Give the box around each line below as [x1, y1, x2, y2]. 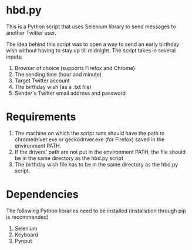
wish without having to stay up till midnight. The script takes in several [6, 46, 176, 54]
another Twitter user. [6, 29, 57, 36]
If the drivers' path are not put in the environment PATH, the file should [14, 148, 186, 155]
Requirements [6, 110, 76, 124]
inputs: [6, 53, 23, 60]
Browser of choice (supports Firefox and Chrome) [14, 64, 135, 71]
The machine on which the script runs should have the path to [14, 129, 165, 136]
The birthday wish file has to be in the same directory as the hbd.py [14, 161, 178, 168]
